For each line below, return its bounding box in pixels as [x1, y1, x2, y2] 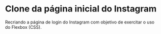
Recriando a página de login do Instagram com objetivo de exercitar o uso [5, 19, 155, 25]
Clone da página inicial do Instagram [5, 3, 157, 14]
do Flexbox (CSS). [5, 24, 42, 30]
